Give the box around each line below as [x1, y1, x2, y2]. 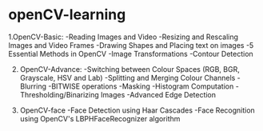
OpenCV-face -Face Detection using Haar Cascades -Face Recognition [19, 105, 256, 115]
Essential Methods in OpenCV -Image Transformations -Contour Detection [8, 49, 253, 58]
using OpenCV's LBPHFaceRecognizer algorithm [19, 113, 181, 123]
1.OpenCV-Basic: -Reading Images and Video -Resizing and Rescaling [8, 32, 238, 42]
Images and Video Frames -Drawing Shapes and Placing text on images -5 [8, 40, 254, 50]
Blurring [19, 81, 46, 91]
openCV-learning [8, 6, 126, 24]
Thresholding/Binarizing [19, 89, 100, 99]
